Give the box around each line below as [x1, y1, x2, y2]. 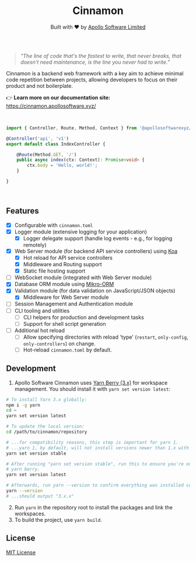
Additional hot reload [14, 326, 65, 334]
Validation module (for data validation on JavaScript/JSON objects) [14, 287, 176, 294]
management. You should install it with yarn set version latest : [14, 385, 170, 393]
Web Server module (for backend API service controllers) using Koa [14, 247, 178, 254]
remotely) [23, 241, 47, 248]
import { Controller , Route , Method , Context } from [6, 125, 137, 131]
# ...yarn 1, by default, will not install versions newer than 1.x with [6, 445, 190, 451]
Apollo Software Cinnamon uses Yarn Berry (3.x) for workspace [14, 379, 168, 386]
